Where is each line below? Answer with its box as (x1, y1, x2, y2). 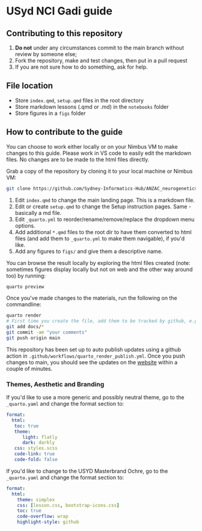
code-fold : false (14, 456, 58, 463)
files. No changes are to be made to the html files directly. (6, 155, 150, 163)
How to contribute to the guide (6, 127, 123, 137)
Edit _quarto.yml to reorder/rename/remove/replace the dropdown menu (14, 216, 195, 223)
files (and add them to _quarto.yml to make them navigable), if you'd (14, 235, 185, 242)
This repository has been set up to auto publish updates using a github (6, 346, 182, 353)
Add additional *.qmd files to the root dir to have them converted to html (14, 228, 192, 235)
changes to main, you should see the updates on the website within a (6, 358, 178, 365)
